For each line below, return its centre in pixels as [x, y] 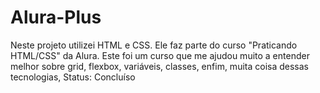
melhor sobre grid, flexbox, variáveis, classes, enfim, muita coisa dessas [159, 66]
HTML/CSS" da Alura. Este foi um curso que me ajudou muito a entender [160, 55]
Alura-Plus [56, 17]
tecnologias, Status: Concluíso [73, 77]
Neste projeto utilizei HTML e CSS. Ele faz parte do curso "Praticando [154, 45]
